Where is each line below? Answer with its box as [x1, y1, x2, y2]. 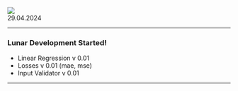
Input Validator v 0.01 [17, 69, 79, 78]
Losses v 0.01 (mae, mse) [17, 61, 92, 70]
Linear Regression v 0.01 [17, 54, 90, 63]
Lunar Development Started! [7, 37, 108, 47]
